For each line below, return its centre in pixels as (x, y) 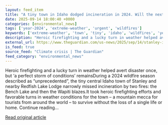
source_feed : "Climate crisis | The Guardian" (54, 51)
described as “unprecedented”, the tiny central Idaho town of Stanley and (81, 81)
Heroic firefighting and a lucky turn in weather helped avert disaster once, (81, 70)
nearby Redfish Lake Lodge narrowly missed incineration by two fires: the (81, 86)
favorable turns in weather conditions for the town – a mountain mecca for (81, 97)
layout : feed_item (24, 10)
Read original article (26, 117)
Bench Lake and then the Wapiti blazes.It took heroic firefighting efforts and (83, 92)
